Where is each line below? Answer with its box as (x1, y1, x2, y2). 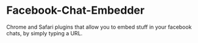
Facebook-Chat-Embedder (6, 4, 145, 17)
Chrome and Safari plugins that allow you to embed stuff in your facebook (6, 23, 192, 30)
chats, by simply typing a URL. (6, 29, 83, 36)
